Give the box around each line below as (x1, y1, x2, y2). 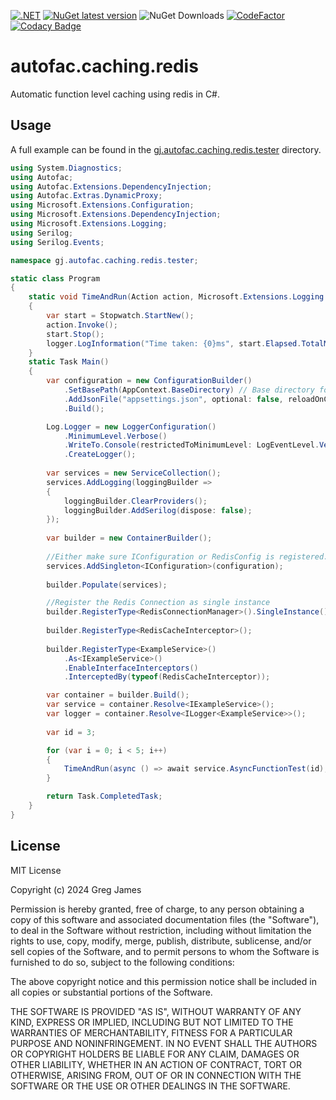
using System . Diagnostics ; (10, 163, 123, 173)
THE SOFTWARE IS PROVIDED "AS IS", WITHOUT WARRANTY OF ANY (10, 1005, 302, 1017)
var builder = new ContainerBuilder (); (46, 533, 213, 544)
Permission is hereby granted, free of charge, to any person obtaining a (10, 903, 305, 915)
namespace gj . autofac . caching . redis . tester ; (10, 255, 199, 265)
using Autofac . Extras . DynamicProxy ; (10, 191, 163, 201)
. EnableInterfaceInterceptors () (63, 663, 199, 673)
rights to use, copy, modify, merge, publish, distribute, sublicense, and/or (10, 935, 312, 947)
